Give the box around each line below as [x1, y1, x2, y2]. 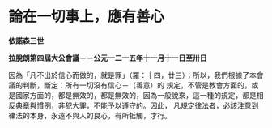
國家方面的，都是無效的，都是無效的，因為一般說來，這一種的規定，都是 [15, 90, 257, 100]
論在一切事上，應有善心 [8, 7, 165, 26]
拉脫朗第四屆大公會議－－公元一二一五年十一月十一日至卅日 [8, 53, 207, 62]
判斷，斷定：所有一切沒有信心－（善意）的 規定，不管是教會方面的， [22, 80, 252, 90]
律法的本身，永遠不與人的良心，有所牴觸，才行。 [8, 110, 172, 120]
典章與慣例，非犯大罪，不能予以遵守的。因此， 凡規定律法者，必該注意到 [15, 100, 259, 110]
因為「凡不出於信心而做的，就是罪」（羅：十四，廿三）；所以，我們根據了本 [8, 70, 257, 79]
